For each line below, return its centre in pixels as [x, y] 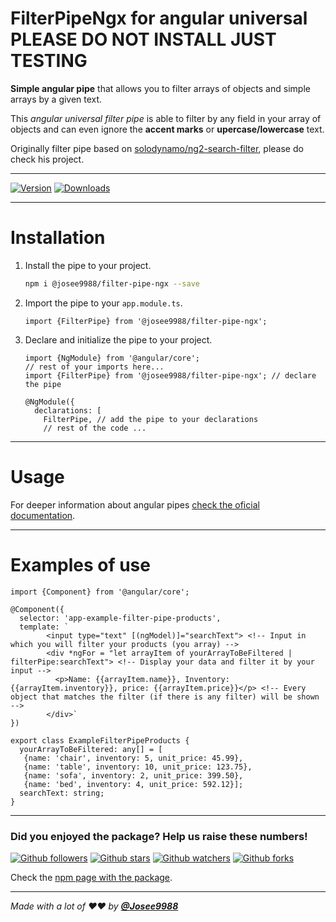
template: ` [44, 627]
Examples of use [80, 564]
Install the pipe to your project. [88, 265]
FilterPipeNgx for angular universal [159, 18]
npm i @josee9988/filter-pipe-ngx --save [112, 283]
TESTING [49, 61]
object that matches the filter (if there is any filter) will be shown [165, 697]
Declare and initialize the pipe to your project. [118, 339]
